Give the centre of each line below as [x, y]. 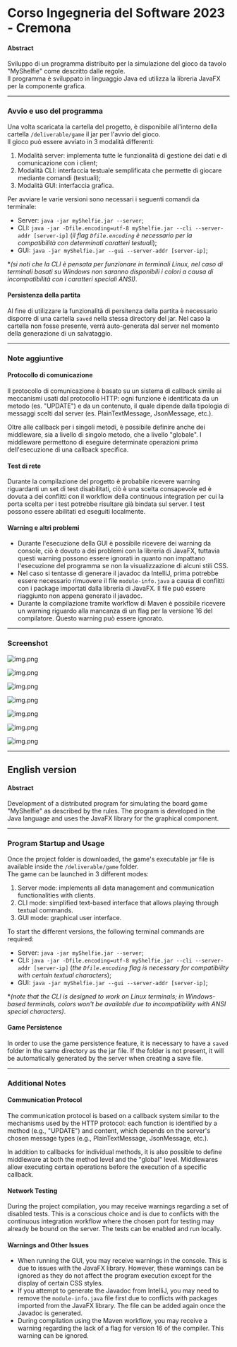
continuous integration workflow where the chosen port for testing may [111, 1221]
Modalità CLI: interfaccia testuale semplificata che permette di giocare [120, 170]
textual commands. [45, 910]
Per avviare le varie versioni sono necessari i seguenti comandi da [103, 199]
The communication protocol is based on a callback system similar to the [114, 1115]
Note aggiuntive [35, 358]
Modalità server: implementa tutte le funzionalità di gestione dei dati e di [122, 155]
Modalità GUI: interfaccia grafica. [66, 185]
